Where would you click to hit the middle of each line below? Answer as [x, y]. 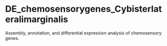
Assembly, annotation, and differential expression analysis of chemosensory [83, 33]
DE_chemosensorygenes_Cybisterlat [83, 9]
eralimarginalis [37, 19]
